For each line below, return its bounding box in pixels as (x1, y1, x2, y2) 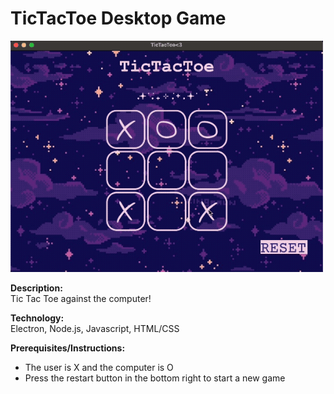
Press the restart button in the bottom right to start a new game (24, 372, 286, 384)
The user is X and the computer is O (24, 362, 174, 374)
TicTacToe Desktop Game (10, 7, 227, 30)
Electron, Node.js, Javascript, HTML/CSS (10, 323, 180, 335)
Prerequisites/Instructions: (10, 342, 126, 354)
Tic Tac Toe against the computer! (10, 293, 152, 305)
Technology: (10, 312, 65, 324)
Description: (10, 282, 63, 294)
